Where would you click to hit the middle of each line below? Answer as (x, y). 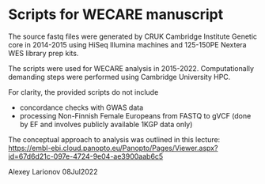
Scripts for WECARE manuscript (116, 15)
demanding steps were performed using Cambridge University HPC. (119, 77)
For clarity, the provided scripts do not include (83, 92)
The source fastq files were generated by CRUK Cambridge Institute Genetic (133, 36)
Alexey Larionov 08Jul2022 (53, 171)
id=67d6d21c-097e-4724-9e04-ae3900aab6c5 (86, 156)
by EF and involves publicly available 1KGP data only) (106, 124)
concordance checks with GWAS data (81, 107)
